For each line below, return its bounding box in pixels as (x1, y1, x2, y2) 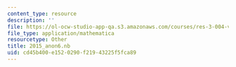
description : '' (7, 17, 55, 24)
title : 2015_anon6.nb (7, 43, 71, 50)
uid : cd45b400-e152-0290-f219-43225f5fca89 (7, 50, 137, 57)
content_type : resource (7, 10, 77, 17)
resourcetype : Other (7, 36, 68, 43)
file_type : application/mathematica (7, 29, 114, 37)
